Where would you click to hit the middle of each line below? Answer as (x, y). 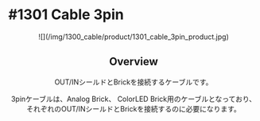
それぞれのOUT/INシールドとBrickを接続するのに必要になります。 (134, 108)
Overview (134, 62)
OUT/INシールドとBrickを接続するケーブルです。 (134, 82)
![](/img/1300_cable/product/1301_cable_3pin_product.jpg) (134, 37)
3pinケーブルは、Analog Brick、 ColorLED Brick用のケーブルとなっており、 (134, 99)
